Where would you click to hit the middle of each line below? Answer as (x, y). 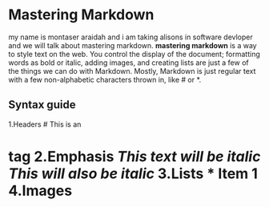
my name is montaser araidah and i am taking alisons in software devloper (131, 37)
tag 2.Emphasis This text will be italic (134, 156)
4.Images (40, 191)
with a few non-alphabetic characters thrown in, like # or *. (105, 79)
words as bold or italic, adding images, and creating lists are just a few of (129, 63)
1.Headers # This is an (45, 124)
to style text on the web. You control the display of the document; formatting (134, 54)
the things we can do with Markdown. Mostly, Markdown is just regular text (132, 71)
